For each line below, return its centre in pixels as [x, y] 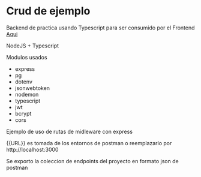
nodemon [27, 94]
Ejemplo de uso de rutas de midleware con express [70, 131]
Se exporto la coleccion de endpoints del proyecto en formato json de [92, 161]
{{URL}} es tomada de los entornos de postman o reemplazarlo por [89, 143]
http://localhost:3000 [32, 149]
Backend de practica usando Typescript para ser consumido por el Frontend [100, 28]
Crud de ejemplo [48, 11]
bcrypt [23, 113]
